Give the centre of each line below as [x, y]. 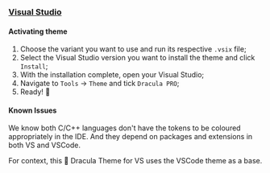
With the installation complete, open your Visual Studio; [112, 75]
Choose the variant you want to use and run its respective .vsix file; [133, 49]
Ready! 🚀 [35, 92]
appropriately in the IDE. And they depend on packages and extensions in [131, 137]
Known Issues [33, 110]
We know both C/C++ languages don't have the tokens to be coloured [125, 128]
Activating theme [38, 31]
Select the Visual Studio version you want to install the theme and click [137, 58]
